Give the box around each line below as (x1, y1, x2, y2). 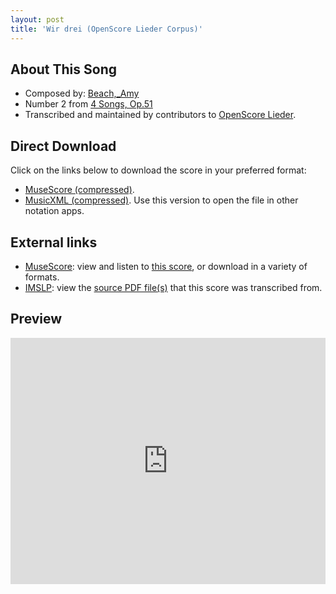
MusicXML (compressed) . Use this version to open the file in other (24, 194, 299, 206)
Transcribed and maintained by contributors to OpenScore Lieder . (24, 109, 297, 121)
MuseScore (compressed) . (24, 184, 135, 196)
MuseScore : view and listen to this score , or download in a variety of (24, 260, 308, 272)
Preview (10, 311, 63, 328)
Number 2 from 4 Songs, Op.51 (24, 98, 153, 110)
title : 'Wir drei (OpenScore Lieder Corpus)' (10, 24, 203, 34)
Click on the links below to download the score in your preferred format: (10, 164, 307, 176)
